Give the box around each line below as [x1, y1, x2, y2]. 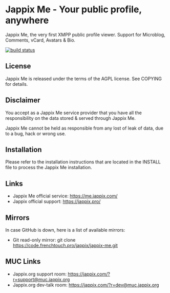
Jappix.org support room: [12, 271, 67, 277]
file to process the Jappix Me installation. [5, 164, 92, 171]
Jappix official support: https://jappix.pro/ [12, 198, 101, 205]
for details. [5, 81, 28, 87]
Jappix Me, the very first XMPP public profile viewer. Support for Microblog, [5, 31, 165, 38]
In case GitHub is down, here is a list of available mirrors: [5, 227, 125, 233]
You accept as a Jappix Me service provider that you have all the [5, 109, 142, 116]
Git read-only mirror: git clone [12, 237, 76, 243]
